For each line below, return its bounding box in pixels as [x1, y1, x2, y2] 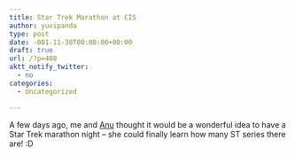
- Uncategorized [17, 87, 77, 96]
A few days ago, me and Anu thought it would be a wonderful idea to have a [9, 119, 286, 129]
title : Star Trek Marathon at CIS [9, 12, 137, 22]
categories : [9, 79, 53, 88]
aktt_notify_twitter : [9, 63, 89, 72]
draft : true [9, 46, 53, 55]
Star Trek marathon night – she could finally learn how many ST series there [9, 129, 286, 139]
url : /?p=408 [9, 54, 58, 63]
